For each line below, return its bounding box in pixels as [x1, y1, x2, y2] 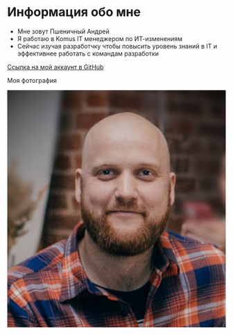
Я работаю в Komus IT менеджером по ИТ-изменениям [17, 34, 182, 42]
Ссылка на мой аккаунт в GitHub [7, 63, 104, 71]
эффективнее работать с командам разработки [17, 49, 159, 58]
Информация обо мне [7, 4, 141, 20]
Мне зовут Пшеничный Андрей [17, 27, 110, 35]
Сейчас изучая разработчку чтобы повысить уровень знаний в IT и [17, 42, 218, 50]
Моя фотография [7, 76, 57, 84]
